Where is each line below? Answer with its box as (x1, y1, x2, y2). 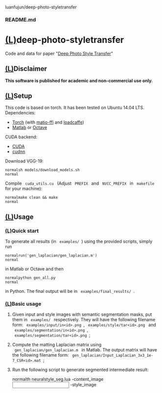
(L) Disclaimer (5, 65, 47, 73)
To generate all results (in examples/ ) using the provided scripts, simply (5, 239, 153, 244)
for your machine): (5, 186, 43, 192)
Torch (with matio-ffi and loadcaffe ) (12, 119, 84, 125)
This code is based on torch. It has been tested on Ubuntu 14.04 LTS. (5, 105, 144, 110)
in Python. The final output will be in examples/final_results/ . (5, 288, 135, 294)
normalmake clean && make (5, 195, 58, 200)
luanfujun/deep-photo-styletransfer (5, 4, 77, 10)
